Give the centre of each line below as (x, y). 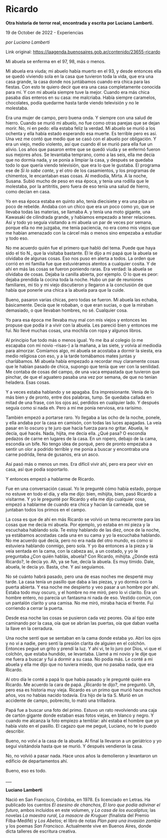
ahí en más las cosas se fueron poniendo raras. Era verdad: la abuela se (79, 269)
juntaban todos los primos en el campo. (46, 509)
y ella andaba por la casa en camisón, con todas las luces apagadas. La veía (83, 422)
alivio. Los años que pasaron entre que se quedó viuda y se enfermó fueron (83, 149)
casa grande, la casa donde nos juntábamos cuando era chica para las (78, 82)
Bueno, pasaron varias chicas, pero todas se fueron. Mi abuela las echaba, (82, 300)
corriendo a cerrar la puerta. (35, 608)
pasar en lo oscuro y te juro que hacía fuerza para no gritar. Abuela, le (77, 428)
